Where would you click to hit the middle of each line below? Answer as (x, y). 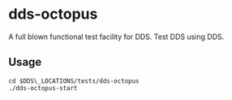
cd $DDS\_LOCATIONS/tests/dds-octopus (74, 81)
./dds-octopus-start (43, 88)
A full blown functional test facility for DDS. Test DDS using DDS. (116, 37)
